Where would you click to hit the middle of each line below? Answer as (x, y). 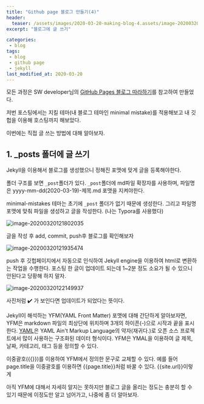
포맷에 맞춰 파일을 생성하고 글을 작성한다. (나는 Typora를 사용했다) (85, 211)
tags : (13, 51)
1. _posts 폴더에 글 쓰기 (48, 154)
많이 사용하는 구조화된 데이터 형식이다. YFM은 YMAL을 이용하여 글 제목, (107, 338)
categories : (21, 40)
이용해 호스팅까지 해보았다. (49, 120)
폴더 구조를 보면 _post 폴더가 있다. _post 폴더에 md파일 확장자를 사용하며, (93, 183)
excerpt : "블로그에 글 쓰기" (39, 29)
